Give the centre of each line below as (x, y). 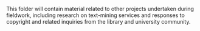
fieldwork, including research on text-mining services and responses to (96, 15)
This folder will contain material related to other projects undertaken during (100, 9)
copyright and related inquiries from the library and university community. (98, 22)
